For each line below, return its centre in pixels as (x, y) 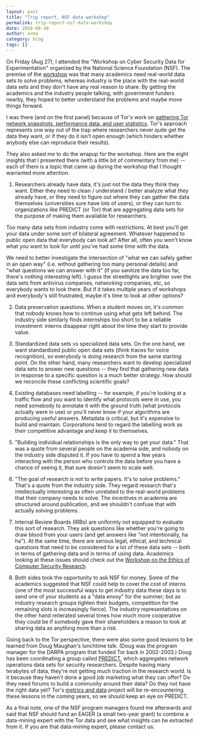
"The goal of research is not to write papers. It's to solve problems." (97, 479)
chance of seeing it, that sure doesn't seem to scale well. (84, 467)
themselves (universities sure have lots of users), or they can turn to (98, 203)
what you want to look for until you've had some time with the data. (88, 246)
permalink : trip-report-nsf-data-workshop (59, 23)
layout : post (22, 12)
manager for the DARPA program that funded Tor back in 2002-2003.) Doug (99, 652)
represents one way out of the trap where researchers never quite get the (96, 130)
